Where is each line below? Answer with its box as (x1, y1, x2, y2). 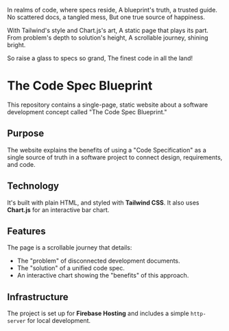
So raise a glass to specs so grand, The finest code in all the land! (7, 54, 193, 62)
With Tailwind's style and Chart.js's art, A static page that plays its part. (7, 27, 209, 34)
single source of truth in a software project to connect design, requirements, (7, 153, 223, 161)
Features (7, 225, 46, 237)
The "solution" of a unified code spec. (16, 264, 125, 272)
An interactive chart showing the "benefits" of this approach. (16, 272, 189, 280)
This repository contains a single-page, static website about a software (7, 101, 208, 109)
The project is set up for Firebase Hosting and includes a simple (7, 309, 190, 317)
